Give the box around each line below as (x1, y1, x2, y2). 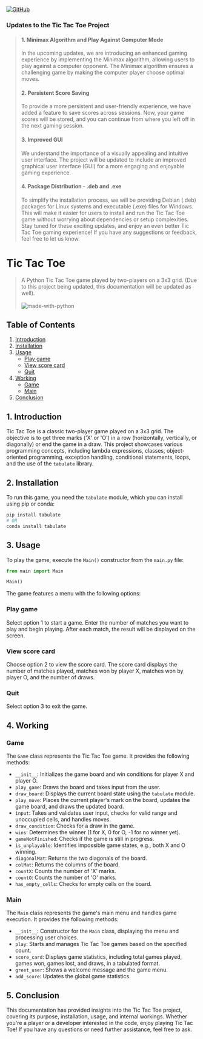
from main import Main (6, 568, 64, 574)
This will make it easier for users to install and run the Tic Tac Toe (21, 209, 185, 216)
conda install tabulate (6, 523, 67, 529)
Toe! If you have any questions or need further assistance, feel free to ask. (6, 1026, 193, 1033)
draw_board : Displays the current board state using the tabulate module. (15, 790, 195, 797)
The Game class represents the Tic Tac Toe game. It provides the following (6, 752, 190, 760)
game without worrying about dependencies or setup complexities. (21, 216, 189, 223)
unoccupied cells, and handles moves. (15, 815, 111, 823)
